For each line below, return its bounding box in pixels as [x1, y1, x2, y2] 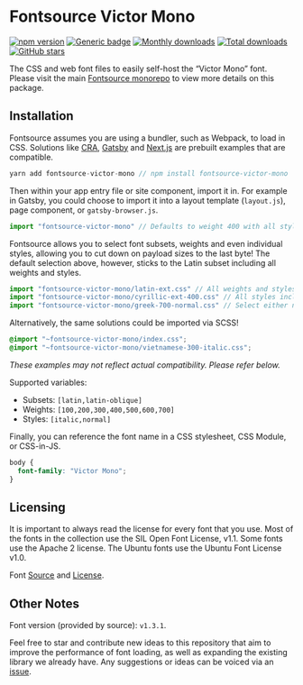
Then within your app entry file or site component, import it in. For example [9, 185, 288, 196]
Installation [9, 108, 74, 123]
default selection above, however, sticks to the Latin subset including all [9, 257, 277, 268]
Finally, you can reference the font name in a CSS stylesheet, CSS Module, [9, 431, 287, 442]
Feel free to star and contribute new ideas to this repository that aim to [9, 637, 271, 648]
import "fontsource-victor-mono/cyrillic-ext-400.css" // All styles [9, 293, 277, 302]
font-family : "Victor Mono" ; [17, 466, 127, 475]
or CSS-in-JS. [9, 440, 61, 452]
